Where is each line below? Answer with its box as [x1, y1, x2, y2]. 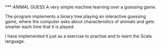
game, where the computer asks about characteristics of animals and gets [5, 19, 155, 24]
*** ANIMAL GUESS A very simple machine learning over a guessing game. [5, 4, 157, 10]
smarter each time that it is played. [5, 24, 75, 30]
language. [5, 38, 25, 44]
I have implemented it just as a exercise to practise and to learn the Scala [5, 33, 152, 39]
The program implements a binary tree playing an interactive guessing [5, 14, 146, 19]
